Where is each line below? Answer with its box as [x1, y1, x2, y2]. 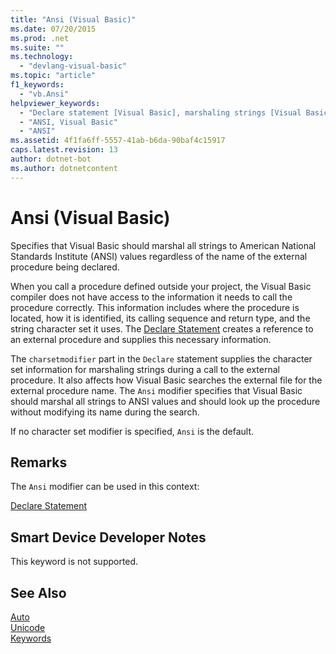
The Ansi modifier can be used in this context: [10, 481, 200, 493]
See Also [10, 584, 67, 601]
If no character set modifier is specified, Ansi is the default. [10, 425, 255, 437]
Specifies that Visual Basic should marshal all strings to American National [10, 239, 317, 251]
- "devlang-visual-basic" [19, 61, 128, 71]
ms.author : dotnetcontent [10, 163, 118, 173]
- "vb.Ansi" [19, 89, 70, 99]
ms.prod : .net [10, 33, 70, 43]
